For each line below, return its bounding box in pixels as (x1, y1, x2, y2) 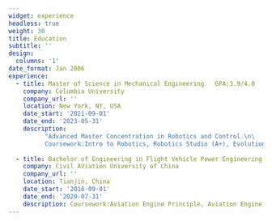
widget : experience (8, 11, 74, 20)
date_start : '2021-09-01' (23, 110, 111, 118)
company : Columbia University (23, 87, 125, 96)
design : (8, 49, 35, 57)
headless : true (8, 19, 60, 28)
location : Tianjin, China (23, 177, 111, 186)
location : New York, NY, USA (23, 102, 121, 110)
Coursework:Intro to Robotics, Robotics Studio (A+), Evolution (44, 139, 266, 148)
